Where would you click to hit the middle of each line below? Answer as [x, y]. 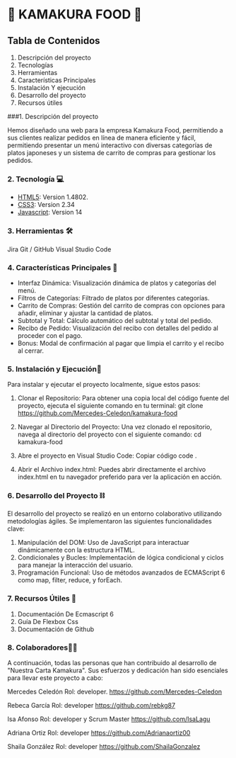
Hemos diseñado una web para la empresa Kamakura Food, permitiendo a [116, 130]
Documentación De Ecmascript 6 [66, 614]
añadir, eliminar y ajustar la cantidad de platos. [85, 313]
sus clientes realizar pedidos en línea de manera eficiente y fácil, [102, 138]
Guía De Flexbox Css [48, 621]
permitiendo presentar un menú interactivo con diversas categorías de [110, 145]
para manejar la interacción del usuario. [75, 565]
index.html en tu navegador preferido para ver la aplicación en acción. [120, 477]
